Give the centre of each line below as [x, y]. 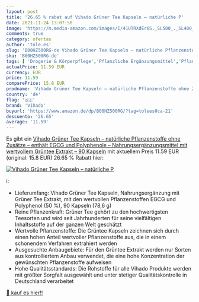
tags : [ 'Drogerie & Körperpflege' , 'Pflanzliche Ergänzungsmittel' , [92, 61]
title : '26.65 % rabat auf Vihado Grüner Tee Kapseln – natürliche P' [95, 17]
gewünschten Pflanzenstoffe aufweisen [63, 262]
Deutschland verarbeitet [44, 281]
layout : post [22, 12]
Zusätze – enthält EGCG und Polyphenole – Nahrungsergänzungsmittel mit [97, 145]
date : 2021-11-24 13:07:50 [39, 23]
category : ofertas [29, 39]
